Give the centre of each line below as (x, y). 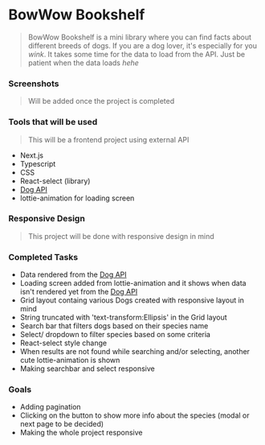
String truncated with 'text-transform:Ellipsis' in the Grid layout (123, 317)
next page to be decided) (62, 424)
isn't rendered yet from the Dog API (79, 292)
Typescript (38, 163)
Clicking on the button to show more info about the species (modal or (135, 415)
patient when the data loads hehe (83, 63)
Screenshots (34, 84)
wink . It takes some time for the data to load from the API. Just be (137, 54)
